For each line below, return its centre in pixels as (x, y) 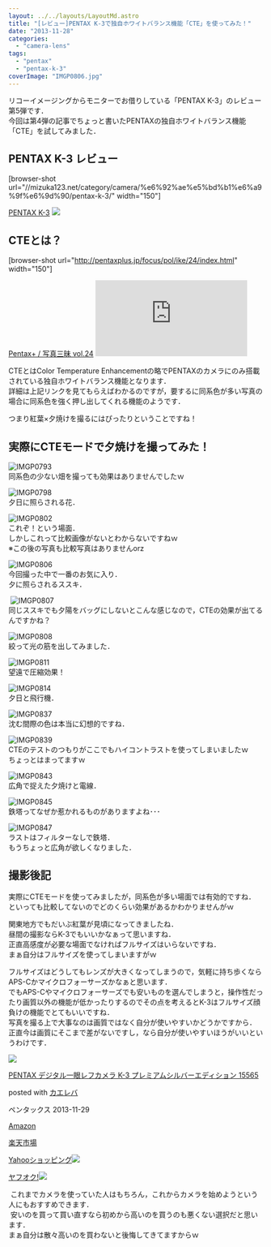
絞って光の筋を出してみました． (61, 647)
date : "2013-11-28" (41, 31)
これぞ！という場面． (44, 528)
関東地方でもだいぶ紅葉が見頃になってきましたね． (93, 924)
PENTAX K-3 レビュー (64, 159)
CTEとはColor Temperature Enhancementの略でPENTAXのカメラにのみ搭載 (134, 371)
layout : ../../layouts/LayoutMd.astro (74, 16)
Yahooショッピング (40, 1159)
